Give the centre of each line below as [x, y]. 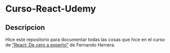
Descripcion [25, 28]
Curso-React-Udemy [51, 9]
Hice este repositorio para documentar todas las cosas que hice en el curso [85, 39]
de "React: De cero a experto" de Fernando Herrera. [60, 45]
